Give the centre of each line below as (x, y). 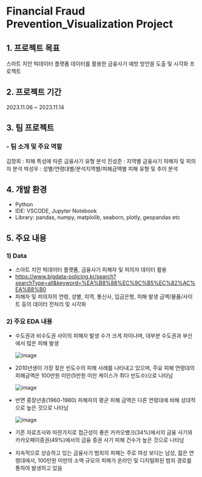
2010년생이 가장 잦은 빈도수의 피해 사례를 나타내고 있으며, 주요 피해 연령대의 (105, 368)
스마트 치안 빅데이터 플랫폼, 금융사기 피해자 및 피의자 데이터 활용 (91, 269)
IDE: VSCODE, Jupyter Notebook (56, 211)
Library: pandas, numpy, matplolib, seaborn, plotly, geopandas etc (97, 217)
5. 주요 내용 (27, 238)
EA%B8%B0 (31, 289)
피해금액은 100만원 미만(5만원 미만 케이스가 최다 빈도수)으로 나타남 (94, 376)
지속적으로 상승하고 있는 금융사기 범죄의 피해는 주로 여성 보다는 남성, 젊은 (101, 453)
